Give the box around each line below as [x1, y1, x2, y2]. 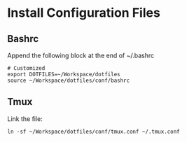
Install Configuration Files [7, 5, 161, 21]
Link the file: [7, 114, 43, 123]
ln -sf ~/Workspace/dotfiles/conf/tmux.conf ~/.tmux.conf [7, 128, 180, 135]
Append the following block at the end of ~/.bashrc [7, 51, 155, 59]
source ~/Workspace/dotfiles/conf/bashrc [7, 77, 130, 84]
